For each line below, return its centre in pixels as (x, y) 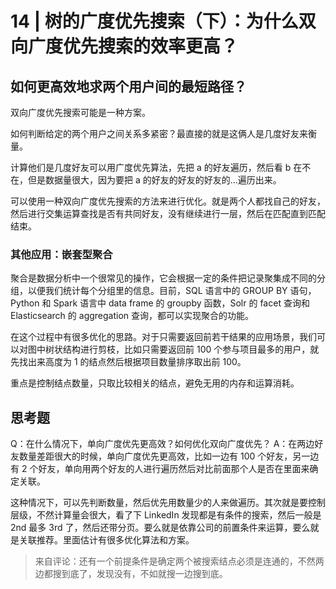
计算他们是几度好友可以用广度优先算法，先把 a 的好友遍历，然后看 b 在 (156, 167)
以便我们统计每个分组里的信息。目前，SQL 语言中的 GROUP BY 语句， (172, 291)
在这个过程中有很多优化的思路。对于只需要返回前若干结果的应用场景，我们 (163, 337)
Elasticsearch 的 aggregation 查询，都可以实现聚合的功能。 (132, 316)
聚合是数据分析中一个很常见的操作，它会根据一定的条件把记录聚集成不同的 (163, 278)
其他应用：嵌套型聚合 (61, 254)
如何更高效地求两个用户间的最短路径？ (128, 86)
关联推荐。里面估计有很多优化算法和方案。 (106, 540)
